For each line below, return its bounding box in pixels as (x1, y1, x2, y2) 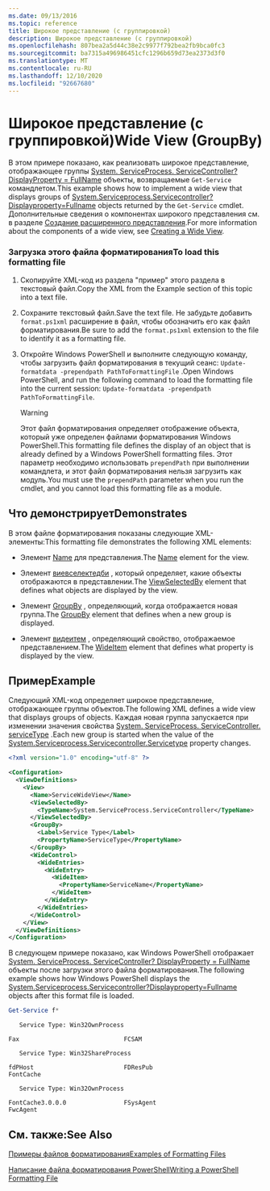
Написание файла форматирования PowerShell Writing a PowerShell (8, 1165, 239, 1175)
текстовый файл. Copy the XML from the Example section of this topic (19, 283, 253, 293)
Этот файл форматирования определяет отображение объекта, (19, 423, 240, 433)
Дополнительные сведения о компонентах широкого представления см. (8, 209, 260, 219)
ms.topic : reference (8, 19, 78, 27)
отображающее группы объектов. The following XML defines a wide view (8, 704, 256, 714)
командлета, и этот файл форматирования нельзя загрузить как (19, 466, 242, 476)
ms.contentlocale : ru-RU (8, 65, 92, 73)
